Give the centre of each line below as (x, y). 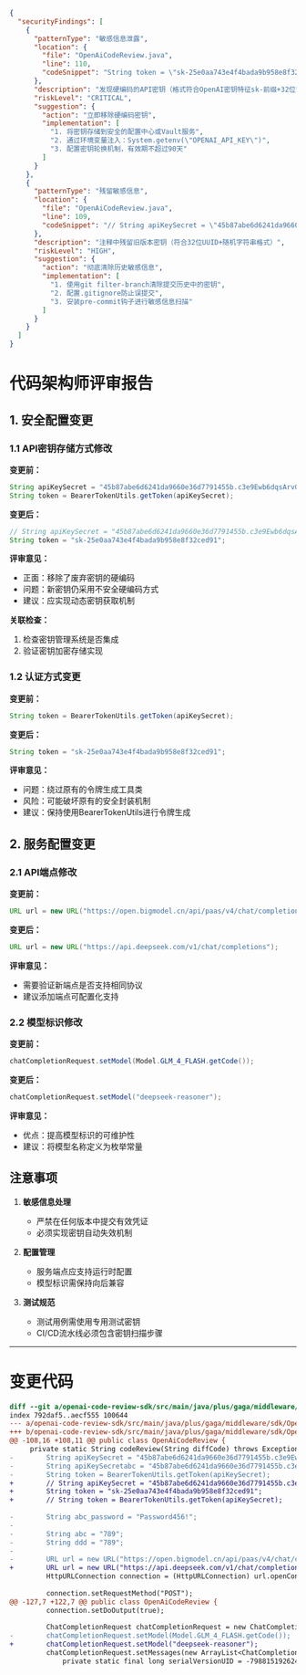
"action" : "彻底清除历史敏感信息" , (103, 268)
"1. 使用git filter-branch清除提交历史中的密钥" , (138, 285)
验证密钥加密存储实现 (62, 651)
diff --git (30, 1407)
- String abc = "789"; (67, 1534)
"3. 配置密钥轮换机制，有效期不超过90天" (118, 149)
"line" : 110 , (67, 64)
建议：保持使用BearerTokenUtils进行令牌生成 (107, 812)
